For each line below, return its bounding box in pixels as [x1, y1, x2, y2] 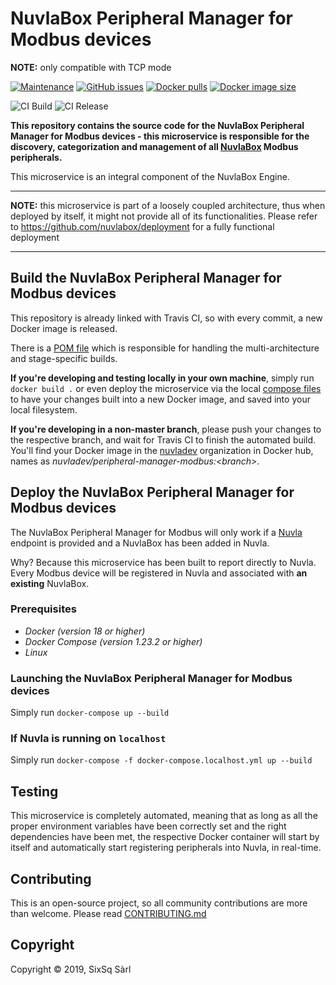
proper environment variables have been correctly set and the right [10, 820, 287, 832]
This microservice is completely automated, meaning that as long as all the [10, 810, 318, 822]
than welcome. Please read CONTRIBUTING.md [10, 908, 207, 920]
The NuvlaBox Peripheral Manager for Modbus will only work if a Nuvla [10, 526, 303, 538]
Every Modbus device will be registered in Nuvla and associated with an [10, 567, 308, 579]
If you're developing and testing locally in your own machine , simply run [10, 372, 315, 384]
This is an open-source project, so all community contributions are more [10, 897, 308, 909]
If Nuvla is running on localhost [10, 732, 167, 746]
